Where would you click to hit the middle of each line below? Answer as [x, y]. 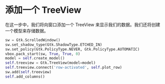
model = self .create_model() [35, 58]
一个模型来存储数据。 [27, 30]
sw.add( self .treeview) [28, 72]
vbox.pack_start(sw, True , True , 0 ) [43, 54]
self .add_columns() [25, 77]
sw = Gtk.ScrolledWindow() [33, 40]
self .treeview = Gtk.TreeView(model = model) [50, 63]
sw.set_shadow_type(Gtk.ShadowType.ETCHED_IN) [54, 45]
